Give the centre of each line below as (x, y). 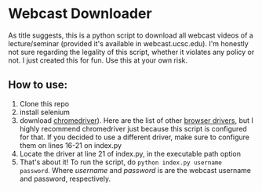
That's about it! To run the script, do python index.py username (120, 162)
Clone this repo (44, 103)
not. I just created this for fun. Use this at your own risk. (98, 60)
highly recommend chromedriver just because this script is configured (133, 128)
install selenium (45, 112)
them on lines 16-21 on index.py (71, 145)
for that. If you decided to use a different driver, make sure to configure (134, 137)
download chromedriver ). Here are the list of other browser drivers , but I (136, 120)
